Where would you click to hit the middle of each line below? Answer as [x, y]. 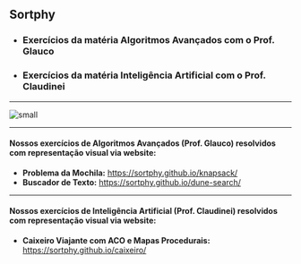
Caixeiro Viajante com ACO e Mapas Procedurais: [116, 241]
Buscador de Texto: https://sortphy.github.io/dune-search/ [132, 182]
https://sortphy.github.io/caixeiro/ [84, 251]
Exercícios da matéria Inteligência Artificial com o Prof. [144, 75]
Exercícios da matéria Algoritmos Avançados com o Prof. [148, 40]
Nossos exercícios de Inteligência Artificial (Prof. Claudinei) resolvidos [143, 211]
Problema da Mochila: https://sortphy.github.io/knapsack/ [130, 173]
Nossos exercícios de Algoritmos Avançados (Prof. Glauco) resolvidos [142, 143]
